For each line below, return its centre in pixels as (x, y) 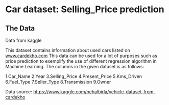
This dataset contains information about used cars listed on (68, 50)
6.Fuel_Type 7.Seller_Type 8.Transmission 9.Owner (58, 82)
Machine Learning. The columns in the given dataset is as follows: (75, 67)
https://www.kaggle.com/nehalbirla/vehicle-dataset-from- (94, 92)
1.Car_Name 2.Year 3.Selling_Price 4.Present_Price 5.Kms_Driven (74, 76)
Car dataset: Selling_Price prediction (85, 9)
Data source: (19, 92)
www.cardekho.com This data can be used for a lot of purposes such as (81, 56)
